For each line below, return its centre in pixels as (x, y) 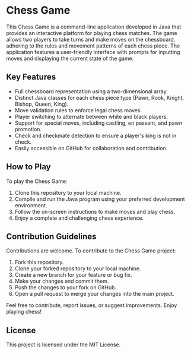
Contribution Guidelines (51, 236)
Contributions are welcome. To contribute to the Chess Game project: (91, 251)
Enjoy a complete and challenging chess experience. (79, 218)
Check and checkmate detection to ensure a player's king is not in (95, 135)
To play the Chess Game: (37, 181)
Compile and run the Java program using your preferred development (100, 199)
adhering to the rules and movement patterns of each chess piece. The (93, 46)
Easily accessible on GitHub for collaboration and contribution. (91, 148)
